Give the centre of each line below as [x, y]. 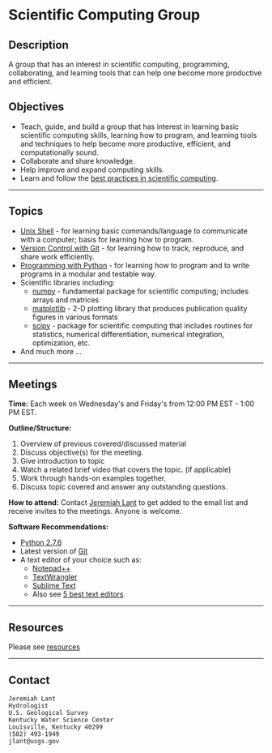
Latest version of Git [54, 551]
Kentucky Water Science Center [61, 720]
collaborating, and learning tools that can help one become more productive [135, 73]
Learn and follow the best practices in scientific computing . [119, 178]
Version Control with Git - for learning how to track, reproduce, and [132, 248]
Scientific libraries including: [68, 282]
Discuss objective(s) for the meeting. [82, 452]
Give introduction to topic [62, 461]
